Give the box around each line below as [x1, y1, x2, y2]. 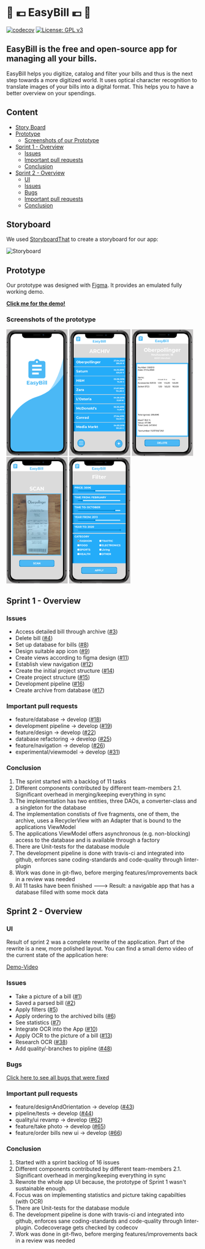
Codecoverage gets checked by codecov [34, 1223, 138, 1231]
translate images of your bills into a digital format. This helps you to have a [6, 83, 194, 90]
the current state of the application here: [6, 952, 108, 959]
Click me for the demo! [6, 300, 65, 307]
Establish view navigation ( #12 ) [15, 660, 94, 668]
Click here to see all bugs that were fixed [6, 1074, 110, 1082]
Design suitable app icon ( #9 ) [15, 647, 90, 655]
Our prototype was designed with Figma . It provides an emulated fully [6, 281, 182, 289]
